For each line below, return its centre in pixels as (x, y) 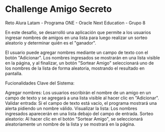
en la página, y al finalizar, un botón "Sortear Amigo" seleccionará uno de (80, 63)
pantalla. (14, 73)
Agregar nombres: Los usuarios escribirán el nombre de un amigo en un (78, 92)
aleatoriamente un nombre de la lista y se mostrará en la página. (70, 124)
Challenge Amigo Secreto (59, 9)
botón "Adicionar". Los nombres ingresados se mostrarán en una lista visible (82, 57)
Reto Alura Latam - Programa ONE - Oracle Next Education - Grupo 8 (75, 23)
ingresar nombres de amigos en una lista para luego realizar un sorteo (76, 38)
